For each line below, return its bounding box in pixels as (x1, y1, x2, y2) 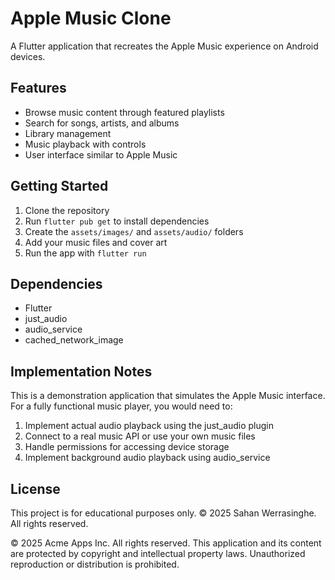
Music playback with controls (24, 138, 147, 150)
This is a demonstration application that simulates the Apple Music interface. (10, 390, 326, 402)
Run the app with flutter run (24, 247, 147, 259)
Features (10, 80, 67, 97)
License (10, 480, 61, 497)
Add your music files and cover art (24, 236, 168, 248)
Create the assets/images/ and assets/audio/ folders (24, 225, 244, 237)
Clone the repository (24, 204, 110, 216)
